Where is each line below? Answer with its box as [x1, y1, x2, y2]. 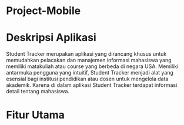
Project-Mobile [6, 4, 81, 18]
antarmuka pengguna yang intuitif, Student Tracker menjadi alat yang [6, 69, 173, 76]
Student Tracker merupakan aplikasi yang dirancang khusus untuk [6, 50, 167, 58]
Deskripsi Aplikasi [6, 31, 96, 45]
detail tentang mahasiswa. [6, 88, 69, 95]
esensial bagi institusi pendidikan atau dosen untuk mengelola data [6, 75, 169, 83]
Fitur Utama [6, 109, 65, 121]
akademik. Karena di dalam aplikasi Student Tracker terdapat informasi [6, 82, 178, 89]
